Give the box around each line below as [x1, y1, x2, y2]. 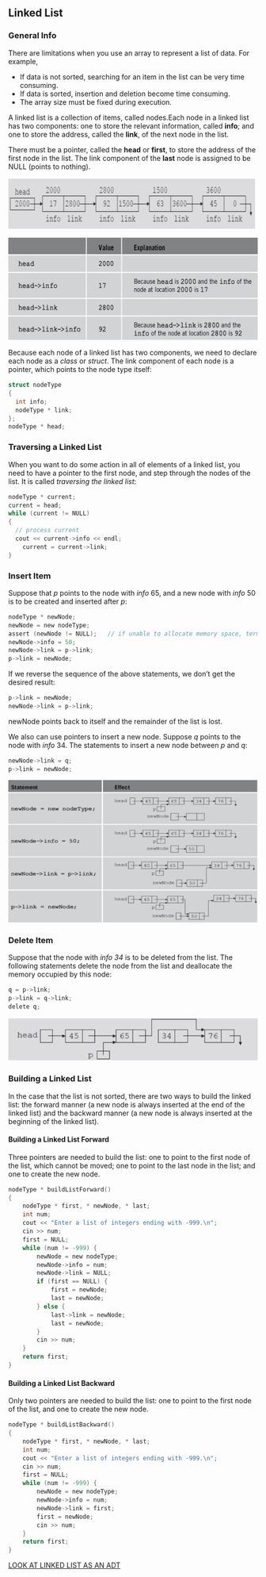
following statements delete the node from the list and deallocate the [8, 961, 233, 971]
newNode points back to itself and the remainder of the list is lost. [8, 716, 223, 726]
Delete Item [8, 935, 54, 946]
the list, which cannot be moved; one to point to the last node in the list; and [8, 1161, 256, 1170]
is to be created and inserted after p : [8, 597, 127, 606]
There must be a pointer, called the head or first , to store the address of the [8, 144, 256, 154]
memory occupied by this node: [8, 969, 112, 979]
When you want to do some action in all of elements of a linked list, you [8, 459, 241, 469]
